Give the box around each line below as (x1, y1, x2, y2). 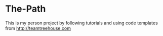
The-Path (5, 3, 46, 15)
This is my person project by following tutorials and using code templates (5, 20, 158, 26)
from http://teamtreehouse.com (5, 25, 71, 31)
